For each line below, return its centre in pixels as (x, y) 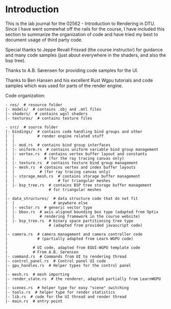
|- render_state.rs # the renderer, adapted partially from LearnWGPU (83, 279)
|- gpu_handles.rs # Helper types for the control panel (68, 265)
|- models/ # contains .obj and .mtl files (53, 109)
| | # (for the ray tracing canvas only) (65, 158)
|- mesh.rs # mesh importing (38, 274)
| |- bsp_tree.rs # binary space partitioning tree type (69, 221)
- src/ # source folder (32, 127)
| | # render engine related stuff (54, 136)
